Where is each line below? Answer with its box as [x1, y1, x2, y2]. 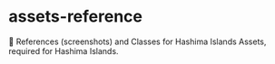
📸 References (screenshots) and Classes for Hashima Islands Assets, [8, 36, 267, 47]
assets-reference [8, 6, 142, 27]
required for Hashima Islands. [8, 45, 119, 56]
